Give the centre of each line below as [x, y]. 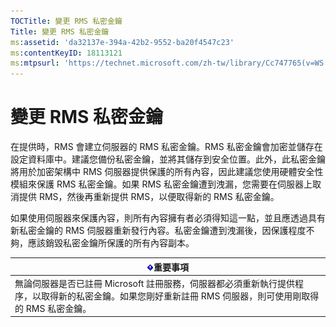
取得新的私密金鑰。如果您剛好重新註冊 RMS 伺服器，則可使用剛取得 [180, 296]
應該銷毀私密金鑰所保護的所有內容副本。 [111, 243]
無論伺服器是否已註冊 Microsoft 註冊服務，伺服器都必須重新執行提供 [155, 283]
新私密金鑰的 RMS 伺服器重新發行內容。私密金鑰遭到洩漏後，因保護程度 [158, 231]
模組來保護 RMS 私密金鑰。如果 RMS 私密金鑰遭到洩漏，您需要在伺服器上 [161, 184]
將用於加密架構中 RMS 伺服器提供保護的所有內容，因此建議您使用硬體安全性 [167, 172]
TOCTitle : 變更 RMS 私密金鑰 [66, 21]
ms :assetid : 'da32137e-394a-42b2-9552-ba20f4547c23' [122, 42]
